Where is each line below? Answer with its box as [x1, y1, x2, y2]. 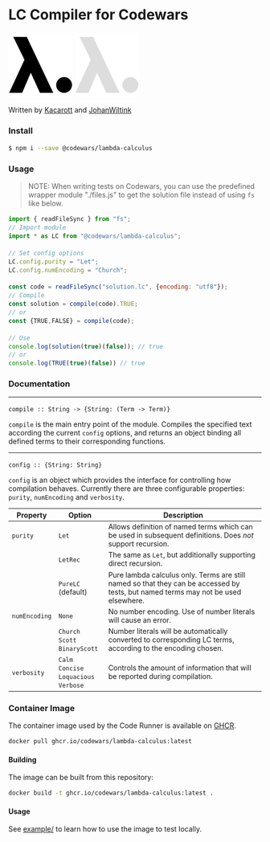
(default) [58, 587, 88, 596]
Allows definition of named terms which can [108, 522, 253, 532]
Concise [58, 664, 84, 672]
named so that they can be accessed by [108, 578, 240, 588]
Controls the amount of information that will [108, 663, 252, 672]
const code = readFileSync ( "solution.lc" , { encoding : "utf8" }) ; [8, 283, 228, 291]
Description [163, 510, 203, 520]
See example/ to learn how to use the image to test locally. [8, 824, 202, 834]
